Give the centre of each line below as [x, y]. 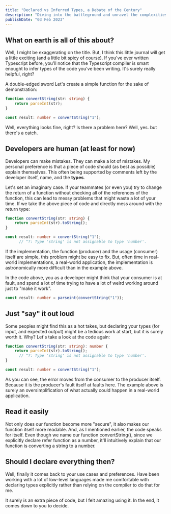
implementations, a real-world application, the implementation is [85, 262]
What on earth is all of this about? [60, 40]
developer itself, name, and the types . [45, 177]
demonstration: [21, 89]
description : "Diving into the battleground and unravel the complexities [86, 15]
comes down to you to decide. [37, 505]
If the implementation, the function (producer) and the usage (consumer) [82, 251]
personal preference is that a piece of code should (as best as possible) [81, 166]
